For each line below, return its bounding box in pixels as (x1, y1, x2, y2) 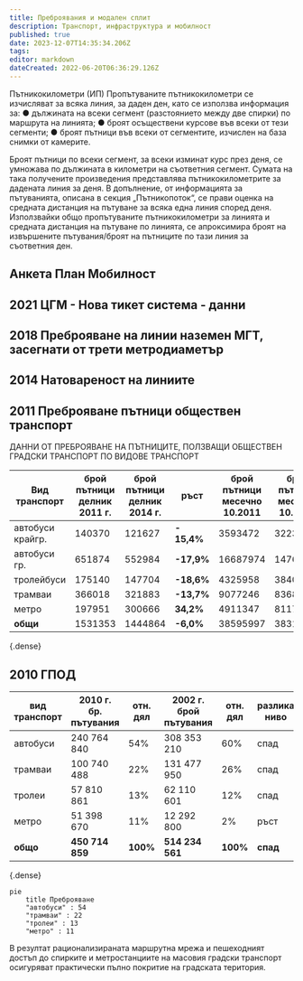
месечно (222, 495, 262, 508)
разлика (256, 699, 295, 712)
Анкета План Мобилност (9, 266, 156, 282)
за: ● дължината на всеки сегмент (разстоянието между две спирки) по (9, 107, 291, 118)
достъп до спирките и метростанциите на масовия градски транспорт (9, 952, 282, 963)
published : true (9, 30, 70, 39)
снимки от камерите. (9, 136, 91, 147)
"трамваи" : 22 (25, 911, 83, 920)
